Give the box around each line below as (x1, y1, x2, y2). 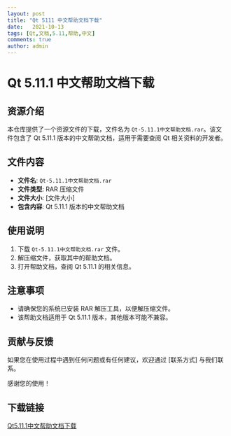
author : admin (7, 43, 49, 50)
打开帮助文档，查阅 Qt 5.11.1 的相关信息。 (17, 262, 135, 270)
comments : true (7, 36, 52, 43)
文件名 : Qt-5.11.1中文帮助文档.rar (17, 176, 112, 184)
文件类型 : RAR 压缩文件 (17, 185, 85, 193)
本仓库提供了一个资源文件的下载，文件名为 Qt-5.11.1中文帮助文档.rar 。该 (7, 125, 216, 133)
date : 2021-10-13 (7, 23, 64, 30)
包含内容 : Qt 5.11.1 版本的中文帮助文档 (17, 202, 125, 211)
